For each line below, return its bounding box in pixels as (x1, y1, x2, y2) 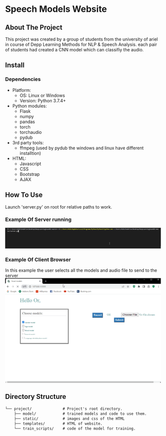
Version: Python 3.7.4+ (19, 97, 66, 103)
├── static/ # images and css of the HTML (14, 416, 125, 421)
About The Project (5, 23, 63, 32)
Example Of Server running (5, 216, 72, 223)
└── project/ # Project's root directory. (5, 406, 123, 411)
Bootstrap (19, 171, 40, 177)
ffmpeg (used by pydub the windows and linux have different (19, 145, 144, 151)
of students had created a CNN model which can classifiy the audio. (5, 47, 144, 52)
